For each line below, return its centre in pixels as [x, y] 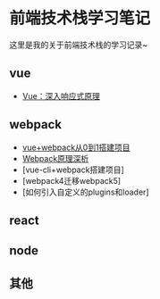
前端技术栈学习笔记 [80, 18]
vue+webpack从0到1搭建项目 [76, 147]
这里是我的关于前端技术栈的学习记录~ [79, 45]
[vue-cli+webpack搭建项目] [73, 170]
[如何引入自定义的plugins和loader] [85, 192]
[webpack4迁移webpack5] [72, 180]
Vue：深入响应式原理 [61, 96]
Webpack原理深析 [55, 158]
